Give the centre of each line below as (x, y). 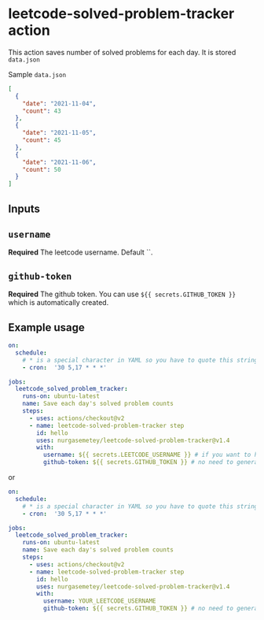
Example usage (46, 327)
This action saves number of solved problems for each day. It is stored (122, 52)
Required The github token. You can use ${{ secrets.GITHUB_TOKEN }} (122, 294)
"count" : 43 (42, 111)
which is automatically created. (59, 303)
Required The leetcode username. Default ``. (81, 252)
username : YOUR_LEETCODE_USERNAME (99, 601)
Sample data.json (37, 74)
